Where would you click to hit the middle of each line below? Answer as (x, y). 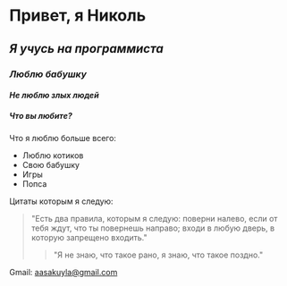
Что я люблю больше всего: (63, 139)
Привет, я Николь (77, 16)
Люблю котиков (53, 156)
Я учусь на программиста (86, 49)
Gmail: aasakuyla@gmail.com (63, 273)
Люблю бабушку (48, 74)
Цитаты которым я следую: (61, 201)
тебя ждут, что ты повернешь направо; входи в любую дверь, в (153, 228)
